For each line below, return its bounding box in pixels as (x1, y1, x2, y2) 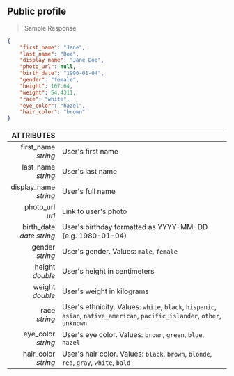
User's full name (61, 187, 116, 197)
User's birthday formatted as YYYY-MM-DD (61, 222, 208, 232)
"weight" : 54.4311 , (19, 89, 77, 96)
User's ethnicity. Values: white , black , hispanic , (61, 302, 217, 312)
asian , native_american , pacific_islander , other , (61, 311, 221, 320)
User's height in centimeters (61, 267, 155, 277)
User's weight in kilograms (61, 286, 149, 296)
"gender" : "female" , (19, 76, 79, 83)
